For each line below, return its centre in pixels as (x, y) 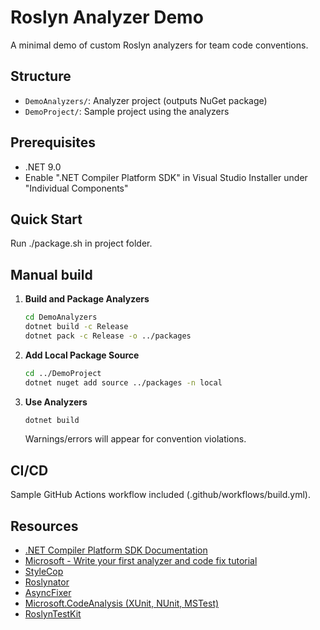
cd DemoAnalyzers (61, 317)
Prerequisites (53, 142)
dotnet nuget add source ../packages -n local (123, 382)
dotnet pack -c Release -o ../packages (108, 336)
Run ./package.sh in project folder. (81, 243)
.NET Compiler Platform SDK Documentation (116, 550)
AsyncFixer (48, 593)
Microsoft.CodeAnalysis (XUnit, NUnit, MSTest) (122, 603)
